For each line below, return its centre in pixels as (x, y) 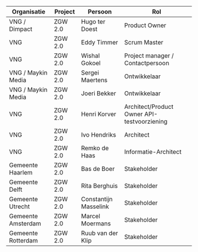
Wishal (90, 56)
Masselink (95, 206)
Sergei (90, 72)
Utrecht (20, 206)
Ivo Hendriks (99, 135)
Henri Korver (99, 114)
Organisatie (28, 12)
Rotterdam (24, 240)
